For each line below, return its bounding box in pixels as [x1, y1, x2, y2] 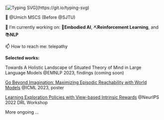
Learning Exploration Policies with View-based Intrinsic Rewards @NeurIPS [5, 94, 160, 100]
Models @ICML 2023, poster [5, 85, 64, 90]
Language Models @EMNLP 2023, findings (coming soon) [5, 70, 124, 75]
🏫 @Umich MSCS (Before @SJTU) [5, 14, 76, 20]
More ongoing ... [5, 109, 39, 115]
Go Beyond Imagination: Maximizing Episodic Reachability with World [5, 79, 147, 85]
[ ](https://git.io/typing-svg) [5, 5, 89, 10]
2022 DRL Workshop [5, 100, 48, 105]
